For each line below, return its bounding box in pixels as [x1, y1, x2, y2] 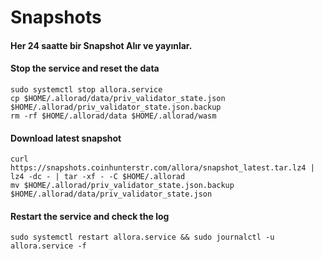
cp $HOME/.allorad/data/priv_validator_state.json [10, 93, 226, 103]
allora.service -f [10, 241, 87, 251]
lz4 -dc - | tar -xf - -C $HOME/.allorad [10, 172, 186, 182]
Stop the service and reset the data [10, 62, 160, 75]
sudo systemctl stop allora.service [10, 84, 163, 95]
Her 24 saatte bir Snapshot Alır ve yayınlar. [10, 39, 193, 51]
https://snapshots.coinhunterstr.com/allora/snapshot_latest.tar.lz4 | [10, 163, 315, 173]
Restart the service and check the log [10, 210, 170, 222]
